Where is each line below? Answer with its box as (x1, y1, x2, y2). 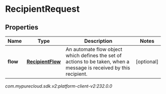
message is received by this (65, 64, 130, 71)
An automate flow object (65, 46, 123, 53)
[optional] (135, 58, 159, 65)
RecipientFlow (26, 58, 61, 65)
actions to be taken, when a (65, 58, 130, 65)
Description (84, 38, 113, 44)
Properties (5, 23, 39, 31)
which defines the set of (65, 52, 122, 59)
